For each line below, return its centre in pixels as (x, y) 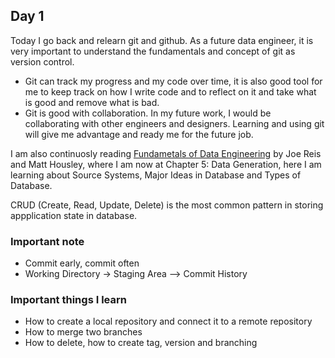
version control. (42, 61)
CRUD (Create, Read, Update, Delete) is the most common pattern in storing (167, 205)
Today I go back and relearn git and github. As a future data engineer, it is (162, 40)
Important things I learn (68, 300)
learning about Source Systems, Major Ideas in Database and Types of (156, 175)
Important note (47, 241)
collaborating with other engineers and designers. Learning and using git (174, 123)
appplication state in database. (74, 215)
